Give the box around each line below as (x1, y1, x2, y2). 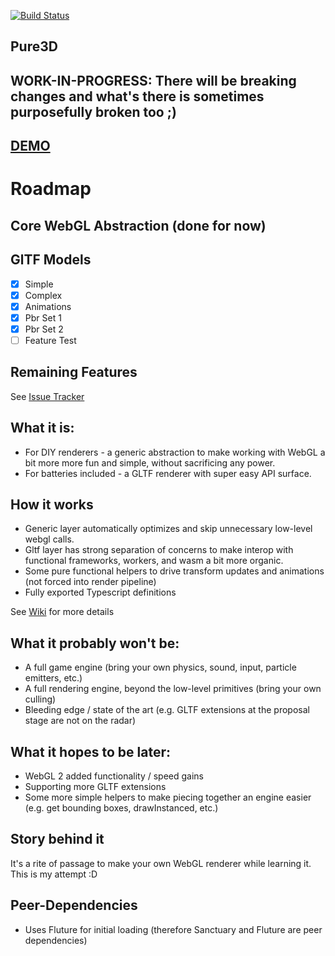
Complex (24, 289, 63, 301)
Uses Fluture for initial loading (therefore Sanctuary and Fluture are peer (24, 923, 323, 935)
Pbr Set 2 (24, 323, 64, 335)
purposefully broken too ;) (10, 103, 177, 120)
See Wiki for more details (10, 606, 115, 618)
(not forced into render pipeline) (24, 576, 157, 588)
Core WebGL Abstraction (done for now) (10, 217, 267, 234)
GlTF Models (10, 251, 92, 269)
